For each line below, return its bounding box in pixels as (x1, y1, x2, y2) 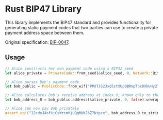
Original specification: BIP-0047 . (5, 39, 70, 45)
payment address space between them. (5, 30, 85, 35)
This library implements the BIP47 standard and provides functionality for (5, 19, 151, 25)
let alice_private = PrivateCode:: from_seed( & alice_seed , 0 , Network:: (5, 70, 153, 76)
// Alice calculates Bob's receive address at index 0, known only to (5, 93, 151, 98)
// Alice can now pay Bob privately (5, 106, 79, 111)
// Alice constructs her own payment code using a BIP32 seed (5, 66, 133, 71)
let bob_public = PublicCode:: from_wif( (5, 84, 88, 89)
